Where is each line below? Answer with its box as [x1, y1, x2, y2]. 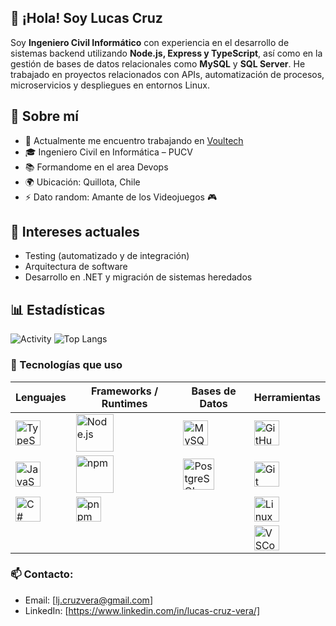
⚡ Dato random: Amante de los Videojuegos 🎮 [24, 191, 218, 203]
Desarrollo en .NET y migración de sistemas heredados [24, 271, 253, 283]
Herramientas [253, 390, 321, 404]
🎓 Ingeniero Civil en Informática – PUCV [24, 146, 194, 158]
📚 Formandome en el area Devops [24, 161, 169, 173]
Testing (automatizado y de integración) [24, 250, 190, 262]
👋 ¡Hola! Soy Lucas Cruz [10, 10, 163, 27]
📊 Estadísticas [10, 301, 106, 318]
